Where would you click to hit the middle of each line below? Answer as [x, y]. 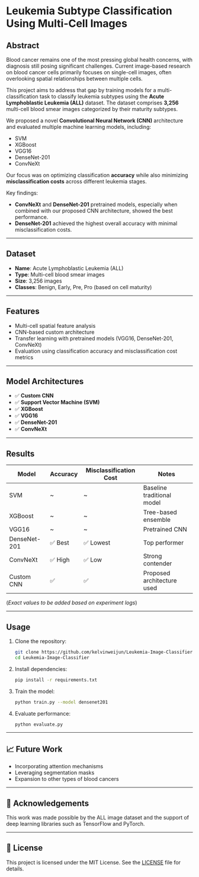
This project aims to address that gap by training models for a [81, 90]
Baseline [155, 488]
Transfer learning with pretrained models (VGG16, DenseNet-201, [94, 338]
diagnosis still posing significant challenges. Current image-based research [98, 66]
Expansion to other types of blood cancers [67, 779]
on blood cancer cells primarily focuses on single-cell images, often [89, 72]
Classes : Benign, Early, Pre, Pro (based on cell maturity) [83, 287]
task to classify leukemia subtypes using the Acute [102, 96]
